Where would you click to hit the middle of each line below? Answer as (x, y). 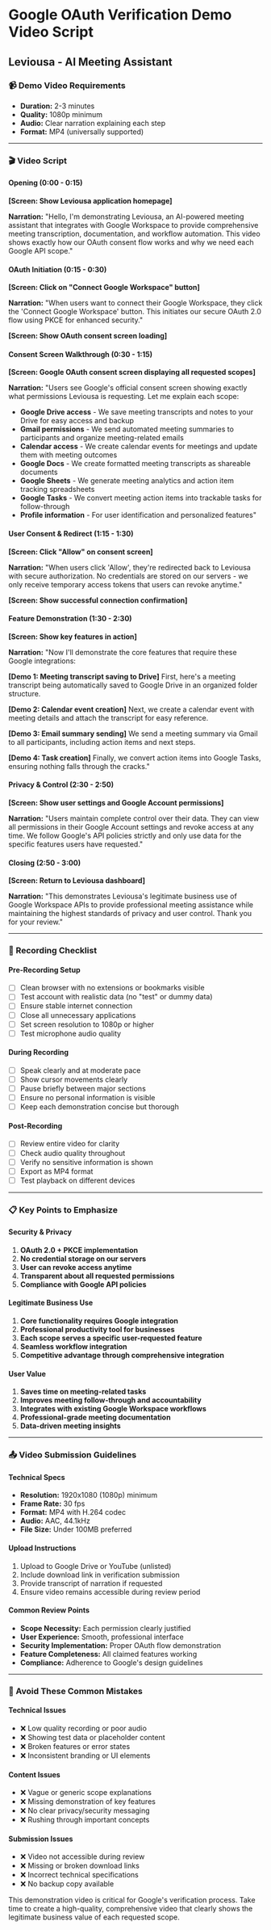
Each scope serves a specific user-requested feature (111, 1338)
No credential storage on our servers (83, 1259)
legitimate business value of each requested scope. (94, 1917)
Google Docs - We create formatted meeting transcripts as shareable (135, 464)
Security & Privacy (40, 1232)
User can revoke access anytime (76, 1267)
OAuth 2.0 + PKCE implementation (79, 1250)
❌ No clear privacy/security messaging (85, 1810)
